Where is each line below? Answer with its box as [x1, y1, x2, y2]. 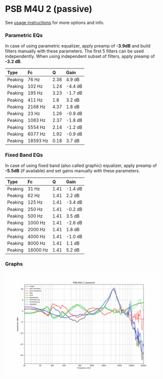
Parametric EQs [5, 32, 43, 39]
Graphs [5, 261, 23, 267]
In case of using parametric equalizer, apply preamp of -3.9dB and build [5, 43, 151, 49]
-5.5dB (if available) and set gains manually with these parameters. [5, 168, 140, 174]
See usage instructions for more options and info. [5, 20, 105, 25]
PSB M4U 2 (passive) [5, 3, 93, 15]
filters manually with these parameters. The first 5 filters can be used [5, 48, 144, 54]
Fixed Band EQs [5, 151, 43, 158]
